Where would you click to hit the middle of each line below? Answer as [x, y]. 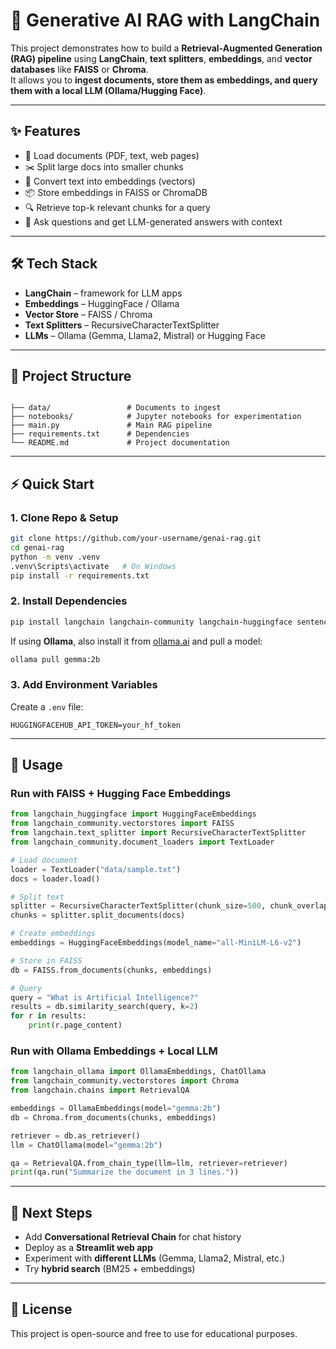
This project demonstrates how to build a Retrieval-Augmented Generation [166, 48]
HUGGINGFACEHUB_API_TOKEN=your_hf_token [96, 725]
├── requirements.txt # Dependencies [100, 434]
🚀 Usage [36, 765]
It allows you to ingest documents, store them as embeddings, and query [164, 80]
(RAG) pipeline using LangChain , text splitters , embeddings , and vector [161, 58]
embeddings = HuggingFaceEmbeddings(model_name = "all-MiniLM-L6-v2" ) [156, 943]
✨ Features [45, 131]
